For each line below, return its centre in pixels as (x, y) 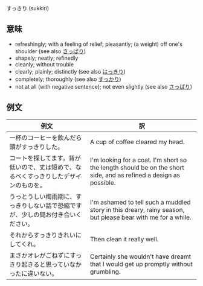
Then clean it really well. (124, 239)
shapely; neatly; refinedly (47, 58)
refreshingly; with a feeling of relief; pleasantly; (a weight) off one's (99, 44)
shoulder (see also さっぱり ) (50, 51)
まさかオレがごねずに (40, 255)
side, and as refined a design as (135, 175)
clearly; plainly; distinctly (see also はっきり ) (70, 71)
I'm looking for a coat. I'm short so (138, 160)
